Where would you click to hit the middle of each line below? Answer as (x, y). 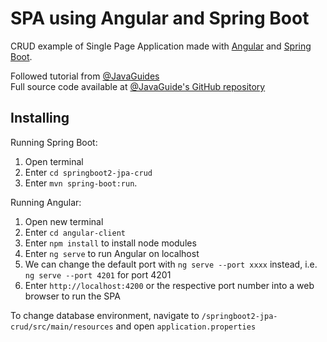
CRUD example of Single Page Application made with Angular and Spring (161, 46)
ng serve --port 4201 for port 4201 (98, 274)
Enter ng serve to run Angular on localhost (112, 253)
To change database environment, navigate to (105, 315)
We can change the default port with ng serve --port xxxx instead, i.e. (171, 264)
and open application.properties (186, 326)
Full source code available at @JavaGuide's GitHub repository (138, 86)
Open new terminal (64, 221)
